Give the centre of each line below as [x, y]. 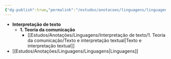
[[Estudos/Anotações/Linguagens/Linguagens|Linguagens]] [75, 51]
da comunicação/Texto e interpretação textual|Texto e [84, 40]
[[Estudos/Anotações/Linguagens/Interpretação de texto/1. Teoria [96, 35]
